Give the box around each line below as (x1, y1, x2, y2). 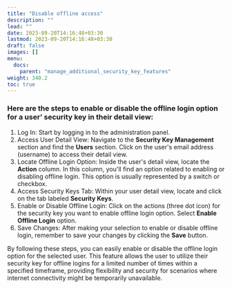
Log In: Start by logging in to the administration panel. (17, 128, 171, 136)
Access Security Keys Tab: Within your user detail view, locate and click (17, 187, 222, 195)
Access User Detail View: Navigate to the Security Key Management (17, 136, 214, 144)
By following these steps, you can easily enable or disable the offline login (7, 244, 218, 252)
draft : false (7, 42, 45, 49)
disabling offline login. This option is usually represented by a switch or (17, 172, 220, 180)
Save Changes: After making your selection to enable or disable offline (17, 223, 218, 232)
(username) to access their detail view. (17, 150, 128, 158)
